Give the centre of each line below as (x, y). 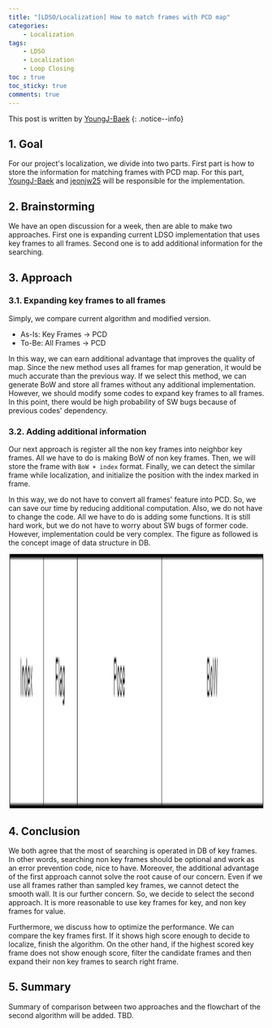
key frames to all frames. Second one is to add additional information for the (136, 243)
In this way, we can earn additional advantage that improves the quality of (132, 359)
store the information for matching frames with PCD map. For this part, (126, 172)
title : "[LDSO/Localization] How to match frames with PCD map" (119, 17)
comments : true (34, 94)
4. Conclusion (44, 831)
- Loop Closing (49, 69)
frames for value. (37, 911)
